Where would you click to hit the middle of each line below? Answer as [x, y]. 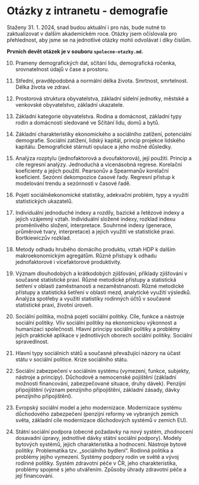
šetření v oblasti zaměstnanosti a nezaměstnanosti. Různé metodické [99, 286]
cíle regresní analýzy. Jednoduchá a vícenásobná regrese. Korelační [99, 164]
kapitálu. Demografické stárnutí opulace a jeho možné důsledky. [94, 146]
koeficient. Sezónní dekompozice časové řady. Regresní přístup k [95, 177]
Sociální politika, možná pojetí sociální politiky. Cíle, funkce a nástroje [100, 316]
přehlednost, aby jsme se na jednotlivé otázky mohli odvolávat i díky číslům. [99, 40]
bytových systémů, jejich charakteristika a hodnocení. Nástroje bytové [101, 444]
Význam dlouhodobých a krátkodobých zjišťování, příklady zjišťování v [101, 273]
